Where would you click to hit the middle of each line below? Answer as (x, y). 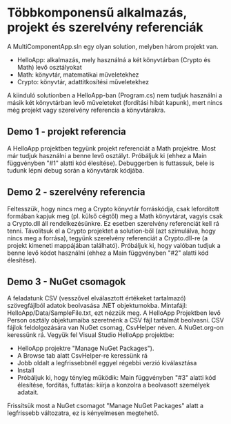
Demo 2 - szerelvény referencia (76, 192)
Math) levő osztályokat (50, 67)
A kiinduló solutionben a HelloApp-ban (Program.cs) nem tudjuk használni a (115, 95)
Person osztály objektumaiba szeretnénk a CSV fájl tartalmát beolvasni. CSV (115, 320)
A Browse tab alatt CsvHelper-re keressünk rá (82, 356)
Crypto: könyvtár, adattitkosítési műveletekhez (83, 81)
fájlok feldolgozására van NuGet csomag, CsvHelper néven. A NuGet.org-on (115, 328)
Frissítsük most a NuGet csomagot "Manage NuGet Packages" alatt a (106, 406)
